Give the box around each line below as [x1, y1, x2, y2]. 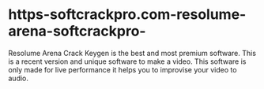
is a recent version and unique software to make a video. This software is [8, 57, 247, 66]
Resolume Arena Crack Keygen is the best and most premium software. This [8, 48, 257, 57]
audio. [8, 73, 29, 83]
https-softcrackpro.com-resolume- [8, 6, 247, 24]
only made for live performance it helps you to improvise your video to [8, 65, 237, 74]
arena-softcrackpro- [8, 22, 146, 40]
